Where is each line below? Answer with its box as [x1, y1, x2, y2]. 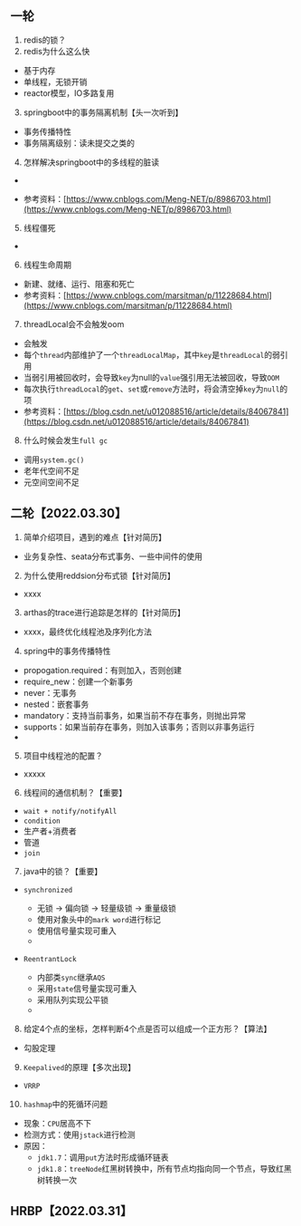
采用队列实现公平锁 [36, 994, 109, 1005]
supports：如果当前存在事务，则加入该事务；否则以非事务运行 [23, 721, 256, 732]
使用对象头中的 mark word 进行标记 [36, 913, 162, 924]
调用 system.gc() [23, 454, 85, 465]
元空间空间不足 [23, 477, 80, 488]
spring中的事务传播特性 [23, 645, 111, 656]
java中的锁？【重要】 [23, 865, 103, 876]
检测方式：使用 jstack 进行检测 [23, 1129, 136, 1140]
